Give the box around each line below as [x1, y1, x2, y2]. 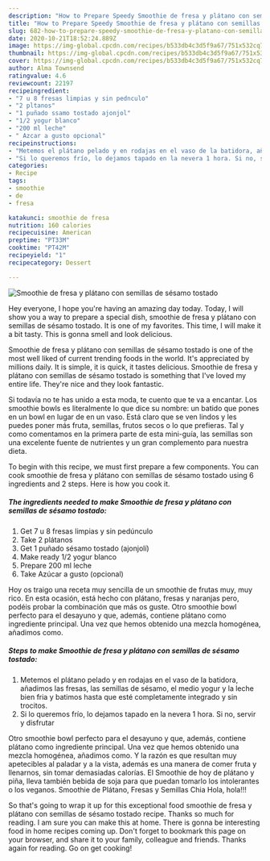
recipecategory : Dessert [8, 259, 92, 267]
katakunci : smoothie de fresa [8, 214, 110, 222]
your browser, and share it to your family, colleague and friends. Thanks [8, 834, 247, 844]
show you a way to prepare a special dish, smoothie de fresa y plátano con [8, 312, 256, 322]
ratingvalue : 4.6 [8, 72, 67, 80]
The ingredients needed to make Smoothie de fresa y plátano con [8, 497, 232, 507]
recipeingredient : [8, 86, 70, 95]
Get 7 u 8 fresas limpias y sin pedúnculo [19, 526, 153, 536]
